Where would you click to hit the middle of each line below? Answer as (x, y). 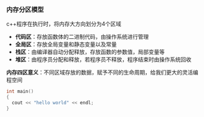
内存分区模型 (25, 9)
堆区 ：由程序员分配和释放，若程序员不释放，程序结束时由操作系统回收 (103, 59)
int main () (20, 92)
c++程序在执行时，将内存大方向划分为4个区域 (64, 24)
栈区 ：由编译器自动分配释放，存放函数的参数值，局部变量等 (90, 52)
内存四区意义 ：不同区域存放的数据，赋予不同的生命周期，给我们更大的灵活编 (102, 72)
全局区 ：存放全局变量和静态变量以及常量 (66, 44)
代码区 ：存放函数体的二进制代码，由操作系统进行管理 (82, 37)
